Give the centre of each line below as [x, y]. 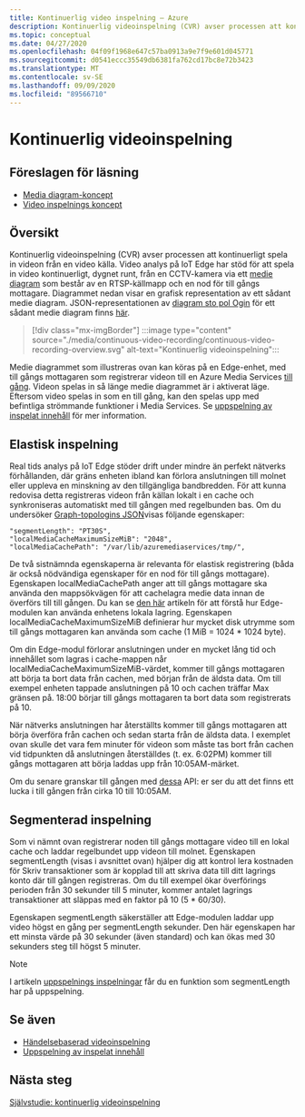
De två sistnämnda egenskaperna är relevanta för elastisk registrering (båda [152, 564]
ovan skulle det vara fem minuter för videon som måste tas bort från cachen [152, 745]
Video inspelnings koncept [72, 204]
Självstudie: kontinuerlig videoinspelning [85, 1102]
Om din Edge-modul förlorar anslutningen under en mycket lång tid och [143, 650]
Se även [33, 1020]
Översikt [34, 233]
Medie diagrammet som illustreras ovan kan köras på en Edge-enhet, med [148, 367]
